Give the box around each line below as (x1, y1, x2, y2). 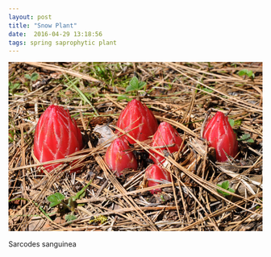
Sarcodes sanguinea (8, 238, 77, 249)
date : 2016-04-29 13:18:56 (8, 30, 103, 38)
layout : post (8, 13, 52, 21)
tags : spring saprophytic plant (8, 39, 117, 47)
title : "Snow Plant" (8, 21, 78, 30)
